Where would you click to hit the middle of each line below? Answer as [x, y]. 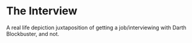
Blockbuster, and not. [33, 33]
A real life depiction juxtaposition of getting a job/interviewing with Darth [96, 27]
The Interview [42, 11]
